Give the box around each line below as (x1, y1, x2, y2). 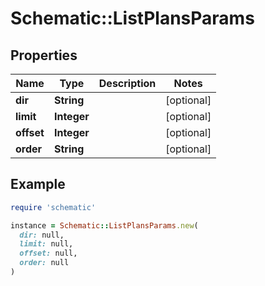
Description (98, 77, 157, 90)
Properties (10, 47, 78, 64)
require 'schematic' (10, 202, 97, 212)
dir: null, (19, 230, 65, 240)
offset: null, (19, 248, 78, 259)
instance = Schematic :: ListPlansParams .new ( (10, 220, 199, 231)
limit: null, (19, 239, 74, 249)
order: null (19, 258, 70, 268)
